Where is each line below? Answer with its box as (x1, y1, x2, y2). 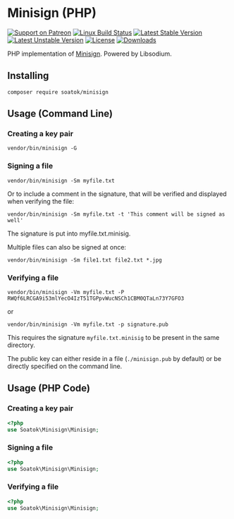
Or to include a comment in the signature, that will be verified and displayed (7, 189, 227, 198)
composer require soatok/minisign (7, 88, 109, 96)
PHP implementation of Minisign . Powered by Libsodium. (7, 49, 173, 58)
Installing (7, 70, 49, 82)
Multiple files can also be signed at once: (7, 243, 127, 251)
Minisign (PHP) (7, 5, 97, 21)
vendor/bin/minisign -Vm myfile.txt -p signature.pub (7, 321, 169, 329)
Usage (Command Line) (7, 108, 113, 120)
